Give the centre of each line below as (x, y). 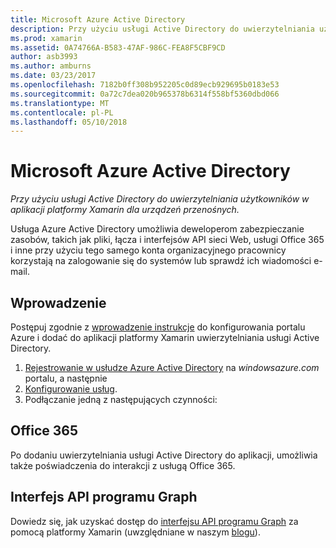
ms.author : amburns (51, 66)
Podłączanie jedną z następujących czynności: (121, 399)
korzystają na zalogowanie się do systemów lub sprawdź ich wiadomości (161, 261)
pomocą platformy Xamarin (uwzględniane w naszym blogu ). (135, 532)
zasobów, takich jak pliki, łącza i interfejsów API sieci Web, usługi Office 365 (167, 240)
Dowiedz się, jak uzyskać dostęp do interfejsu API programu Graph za (154, 521)
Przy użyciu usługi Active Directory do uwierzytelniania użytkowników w (160, 199)
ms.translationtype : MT (60, 103)
